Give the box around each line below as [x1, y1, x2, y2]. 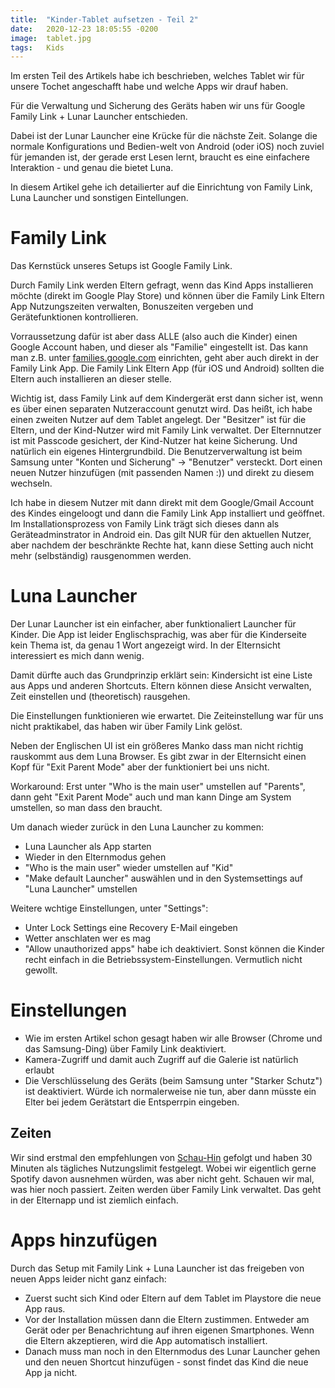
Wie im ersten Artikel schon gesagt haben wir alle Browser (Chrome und [24, 1032, 323, 1045]
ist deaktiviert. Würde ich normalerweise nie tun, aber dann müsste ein [24, 1086, 317, 1098]
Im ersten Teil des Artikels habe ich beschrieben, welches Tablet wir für [10, 70, 305, 82]
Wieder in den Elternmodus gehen [24, 851, 167, 863]
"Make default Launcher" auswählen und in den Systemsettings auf [24, 872, 303, 885]
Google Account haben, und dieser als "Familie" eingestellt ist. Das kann [10, 341, 309, 353]
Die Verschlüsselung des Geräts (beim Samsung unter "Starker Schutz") [24, 1075, 323, 1087]
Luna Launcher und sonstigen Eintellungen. [10, 192, 189, 204]
